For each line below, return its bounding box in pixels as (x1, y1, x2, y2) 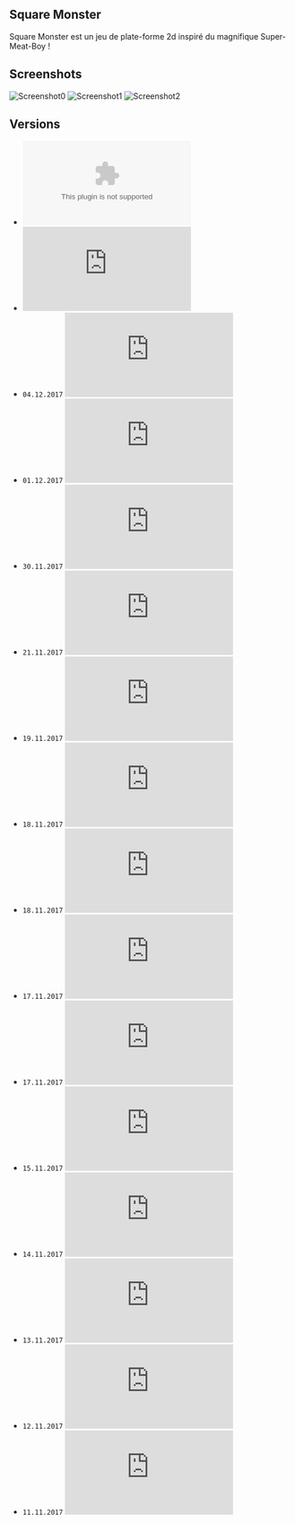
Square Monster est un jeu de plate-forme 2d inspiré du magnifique (9, 31, 259, 41)
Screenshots (9, 67, 82, 82)
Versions (9, 117, 61, 132)
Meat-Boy (9, 40, 47, 51)
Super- (260, 31, 287, 41)
